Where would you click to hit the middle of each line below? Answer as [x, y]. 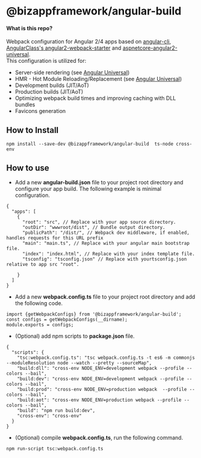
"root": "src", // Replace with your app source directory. [99, 222]
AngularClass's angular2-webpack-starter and [64, 48]
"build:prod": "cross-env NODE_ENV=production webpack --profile [102, 390]
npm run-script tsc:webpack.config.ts [55, 449]
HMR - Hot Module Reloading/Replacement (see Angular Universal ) [98, 79]
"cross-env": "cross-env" [50, 416]
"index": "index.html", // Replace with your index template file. [109, 254]
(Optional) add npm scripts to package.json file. [75, 336]
